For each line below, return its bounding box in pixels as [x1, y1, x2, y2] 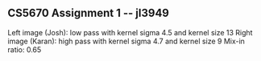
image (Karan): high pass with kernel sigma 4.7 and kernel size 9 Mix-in [7, 36, 245, 46]
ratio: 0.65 [7, 44, 42, 55]
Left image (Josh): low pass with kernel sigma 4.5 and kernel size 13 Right [7, 27, 253, 37]
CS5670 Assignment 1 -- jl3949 [7, 6, 170, 20]
